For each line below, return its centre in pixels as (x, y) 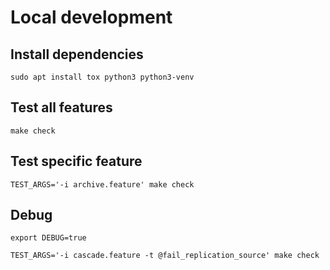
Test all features (61, 107)
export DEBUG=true (48, 238)
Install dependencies (77, 54)
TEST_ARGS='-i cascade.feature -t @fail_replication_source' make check (165, 256)
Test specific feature (76, 161)
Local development (91, 17)
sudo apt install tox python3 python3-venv (102, 77)
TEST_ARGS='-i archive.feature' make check (102, 184)
